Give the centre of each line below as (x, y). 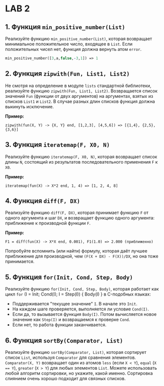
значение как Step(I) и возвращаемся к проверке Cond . (71, 320)
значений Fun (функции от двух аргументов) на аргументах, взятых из (79, 96)
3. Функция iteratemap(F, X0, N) (58, 145)
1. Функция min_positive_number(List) (65, 27)
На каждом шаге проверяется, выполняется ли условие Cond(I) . (81, 309)
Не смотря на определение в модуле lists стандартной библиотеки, (78, 86)
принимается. (20, 261)
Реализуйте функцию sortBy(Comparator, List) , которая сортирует (76, 352)
